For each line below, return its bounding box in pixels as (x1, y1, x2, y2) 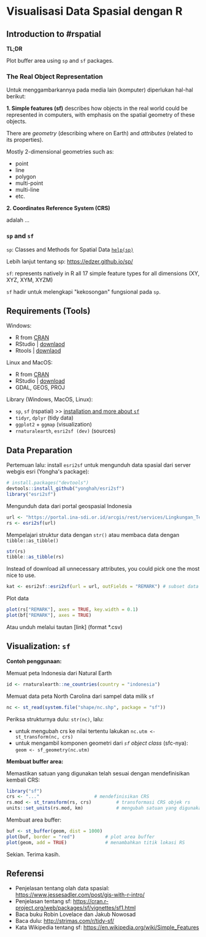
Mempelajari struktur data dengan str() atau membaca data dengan (6, 531, 180, 538)
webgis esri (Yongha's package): (6, 468, 90, 476)
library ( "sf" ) (6, 788, 43, 794)
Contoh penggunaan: (6, 657, 62, 665)
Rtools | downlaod (15, 347, 61, 355)
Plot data (6, 595, 29, 602)
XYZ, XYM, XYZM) (6, 276, 53, 283)
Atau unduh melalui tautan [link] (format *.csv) (6, 623, 123, 630)
